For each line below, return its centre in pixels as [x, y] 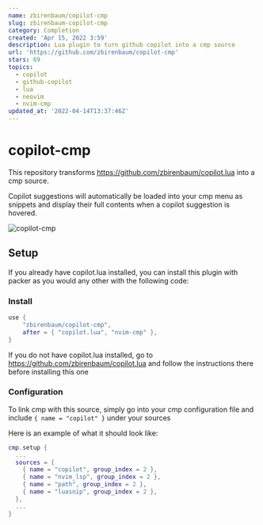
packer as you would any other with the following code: [99, 280]
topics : [21, 67]
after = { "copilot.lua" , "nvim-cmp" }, [90, 332]
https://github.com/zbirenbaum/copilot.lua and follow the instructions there [131, 363]
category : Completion [44, 30]
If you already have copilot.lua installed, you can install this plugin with [123, 272]
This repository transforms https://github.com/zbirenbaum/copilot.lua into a [131, 172]
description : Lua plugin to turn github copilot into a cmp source [122, 45]
